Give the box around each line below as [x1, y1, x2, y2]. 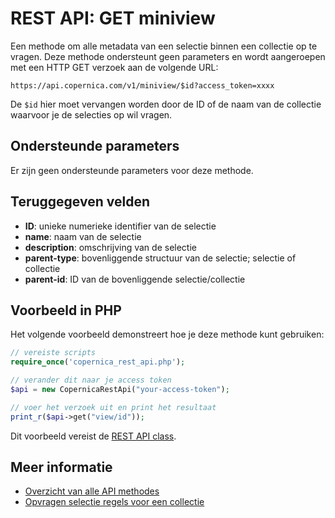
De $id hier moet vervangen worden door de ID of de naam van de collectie [10, 98, 322, 110]
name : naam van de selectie [24, 230, 142, 242]
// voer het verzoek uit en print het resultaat [10, 402, 217, 412]
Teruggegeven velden [10, 193, 150, 211]
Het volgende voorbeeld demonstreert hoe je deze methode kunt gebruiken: [10, 328, 325, 341]
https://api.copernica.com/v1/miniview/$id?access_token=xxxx [10, 80, 275, 91]
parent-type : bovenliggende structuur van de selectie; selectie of [24, 252, 297, 264]
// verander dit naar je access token [10, 375, 172, 386]
